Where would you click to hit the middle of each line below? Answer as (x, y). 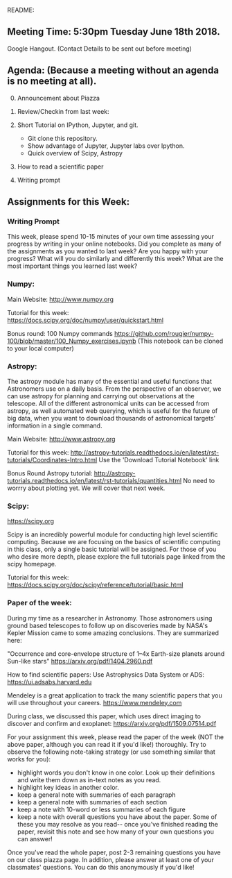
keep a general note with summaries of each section (92, 802)
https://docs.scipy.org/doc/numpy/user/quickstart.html (86, 320)
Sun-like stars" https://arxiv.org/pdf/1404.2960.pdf (80, 661)
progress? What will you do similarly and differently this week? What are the (115, 259)
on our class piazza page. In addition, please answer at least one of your (111, 859)
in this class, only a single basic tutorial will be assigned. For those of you (112, 549)
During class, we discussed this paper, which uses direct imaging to (104, 716)
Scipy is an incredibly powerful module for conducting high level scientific (113, 534)
